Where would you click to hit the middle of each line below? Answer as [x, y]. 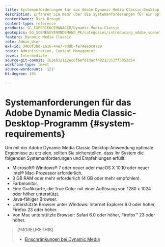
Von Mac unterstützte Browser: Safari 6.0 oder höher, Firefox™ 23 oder [84, 214]
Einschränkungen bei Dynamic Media [62, 239]
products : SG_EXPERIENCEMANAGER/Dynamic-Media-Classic [62, 28]
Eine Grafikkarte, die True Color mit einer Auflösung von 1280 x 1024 [82, 188]
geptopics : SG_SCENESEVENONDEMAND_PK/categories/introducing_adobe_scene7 [83, 33]
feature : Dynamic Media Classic [38, 37]
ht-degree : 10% [21, 74]
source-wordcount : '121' [30, 70]
